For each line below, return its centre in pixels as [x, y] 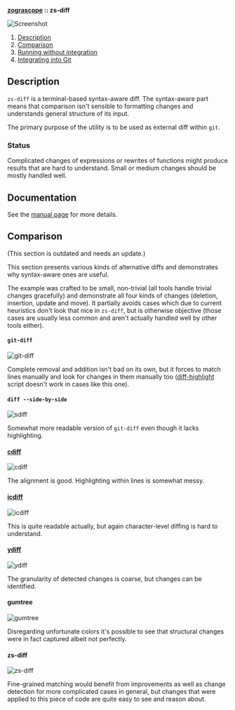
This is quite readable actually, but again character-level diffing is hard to [113, 526]
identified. [22, 586]
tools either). [26, 325]
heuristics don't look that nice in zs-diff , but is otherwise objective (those [114, 310]
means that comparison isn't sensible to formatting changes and [100, 106]
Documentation [42, 197]
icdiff [15, 497]
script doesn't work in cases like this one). [68, 384]
